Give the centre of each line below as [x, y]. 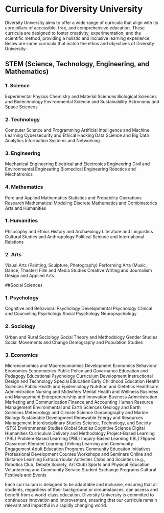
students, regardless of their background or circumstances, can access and [82, 489]
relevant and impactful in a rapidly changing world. [56, 505]
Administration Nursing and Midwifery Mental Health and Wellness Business [82, 391]
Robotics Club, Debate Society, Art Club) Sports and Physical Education [78, 464]
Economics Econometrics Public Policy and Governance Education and [77, 371]
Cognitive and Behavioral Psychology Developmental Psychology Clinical [79, 308]
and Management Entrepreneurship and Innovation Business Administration [81, 397]
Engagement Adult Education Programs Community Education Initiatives [78, 449]
